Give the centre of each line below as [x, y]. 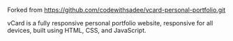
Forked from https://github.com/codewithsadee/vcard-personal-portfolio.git [116, 10]
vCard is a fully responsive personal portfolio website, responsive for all [110, 23]
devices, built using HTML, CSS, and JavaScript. [77, 30]
